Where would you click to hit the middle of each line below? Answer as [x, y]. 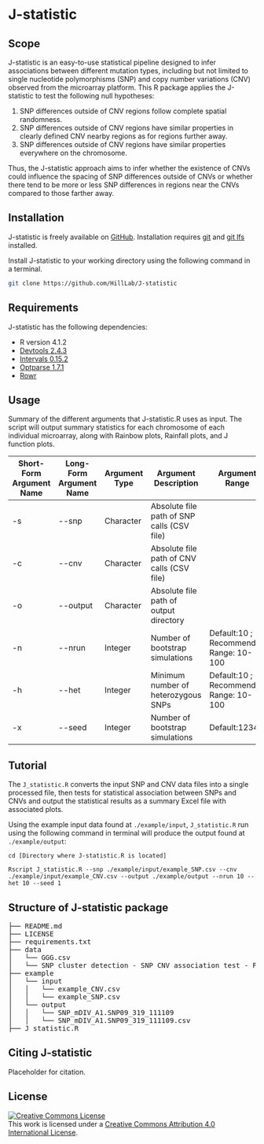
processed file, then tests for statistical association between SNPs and [123, 793]
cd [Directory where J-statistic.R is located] [88, 856]
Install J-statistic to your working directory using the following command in [129, 260]
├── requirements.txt [50, 941]
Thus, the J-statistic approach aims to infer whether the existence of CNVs [129, 168]
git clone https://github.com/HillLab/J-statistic [93, 283]
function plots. [31, 444]
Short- [31, 463]
